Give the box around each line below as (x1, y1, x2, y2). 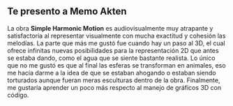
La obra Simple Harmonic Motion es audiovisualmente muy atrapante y (7, 24, 213, 32)
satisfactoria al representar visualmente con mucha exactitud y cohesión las (7, 31, 226, 40)
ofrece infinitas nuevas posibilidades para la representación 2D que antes (7, 46, 219, 54)
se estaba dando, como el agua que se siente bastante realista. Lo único (7, 54, 216, 62)
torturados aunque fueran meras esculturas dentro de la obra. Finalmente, (7, 76, 220, 84)
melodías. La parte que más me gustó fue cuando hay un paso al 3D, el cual (7, 38, 225, 47)
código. (7, 91, 29, 99)
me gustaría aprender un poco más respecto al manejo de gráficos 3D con (7, 83, 222, 91)
